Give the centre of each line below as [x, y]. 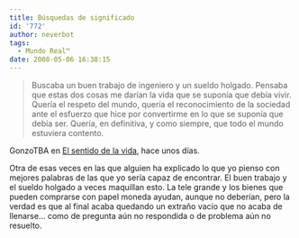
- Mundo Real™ [44, 51]
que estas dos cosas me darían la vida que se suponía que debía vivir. [161, 95]
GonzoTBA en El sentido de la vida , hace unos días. [104, 151]
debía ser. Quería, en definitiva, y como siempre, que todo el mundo [157, 124]
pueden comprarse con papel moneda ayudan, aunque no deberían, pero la [149, 197]
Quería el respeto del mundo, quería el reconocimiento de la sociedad [161, 104]
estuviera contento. [68, 133]
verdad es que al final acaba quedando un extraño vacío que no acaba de [146, 206]
